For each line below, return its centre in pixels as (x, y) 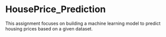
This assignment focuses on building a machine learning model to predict (83, 23)
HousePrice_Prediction (56, 9)
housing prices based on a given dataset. (49, 28)
